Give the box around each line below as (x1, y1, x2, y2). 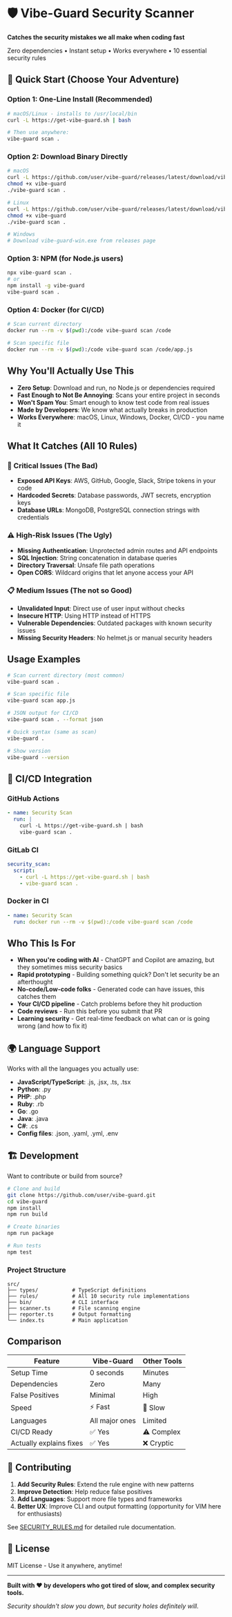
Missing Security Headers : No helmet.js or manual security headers (17, 633, 213, 642)
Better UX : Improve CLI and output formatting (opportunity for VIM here (17, 1502, 222, 1510)
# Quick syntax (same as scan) (7, 728, 97, 736)
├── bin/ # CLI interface (7, 1299, 119, 1306)
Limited (142, 1415, 167, 1425)
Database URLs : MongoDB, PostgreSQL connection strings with (17, 506, 200, 515)
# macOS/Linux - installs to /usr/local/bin (7, 110, 137, 117)
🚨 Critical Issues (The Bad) (7, 461, 98, 470)
